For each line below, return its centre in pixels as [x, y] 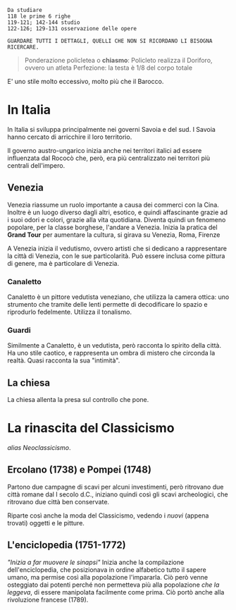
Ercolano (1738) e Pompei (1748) [79, 470]
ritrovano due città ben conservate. [58, 501]
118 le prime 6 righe [39, 16]
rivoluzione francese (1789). [48, 599]
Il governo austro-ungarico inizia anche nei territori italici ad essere [105, 150]
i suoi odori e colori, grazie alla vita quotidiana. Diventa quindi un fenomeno [117, 219]
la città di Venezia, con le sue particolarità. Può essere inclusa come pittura [116, 256]
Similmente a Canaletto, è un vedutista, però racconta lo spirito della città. [114, 346]
